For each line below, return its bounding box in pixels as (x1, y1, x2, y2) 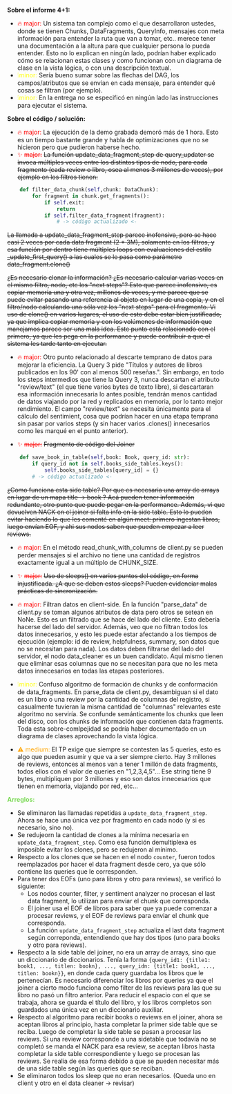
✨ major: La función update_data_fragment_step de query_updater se (17, 151, 215, 158)
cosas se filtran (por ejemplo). (17, 86, 103, 94)
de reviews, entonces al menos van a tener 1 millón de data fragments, (17, 760, 218, 768)
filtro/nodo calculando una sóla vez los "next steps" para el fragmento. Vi (7, 303, 216, 311)
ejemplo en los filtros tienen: (17, 173, 98, 181)
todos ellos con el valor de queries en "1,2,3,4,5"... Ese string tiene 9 (17, 767, 212, 776)
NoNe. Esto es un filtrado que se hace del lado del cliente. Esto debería (17, 615, 220, 624)
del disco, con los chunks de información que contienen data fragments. (17, 717, 224, 725)
